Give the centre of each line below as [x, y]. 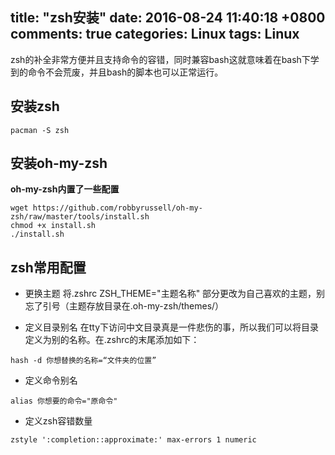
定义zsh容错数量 [58, 421]
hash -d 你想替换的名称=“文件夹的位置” [83, 361]
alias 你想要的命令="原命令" [64, 401]
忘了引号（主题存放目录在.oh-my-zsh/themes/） [124, 306]
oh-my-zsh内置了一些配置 [65, 189]
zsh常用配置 [48, 267]
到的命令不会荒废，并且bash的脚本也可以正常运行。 [117, 72]
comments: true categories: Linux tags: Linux [155, 34]
